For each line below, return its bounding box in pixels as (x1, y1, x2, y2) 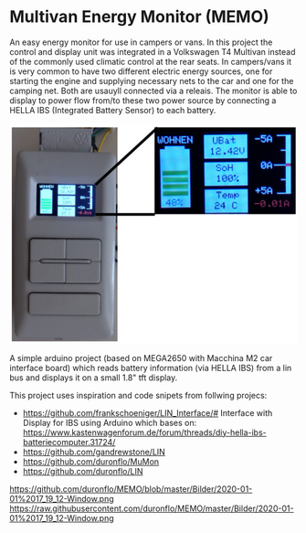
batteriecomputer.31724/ (22, 436, 116, 447)
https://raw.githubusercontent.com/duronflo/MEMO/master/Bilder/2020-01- (9, 503, 294, 514)
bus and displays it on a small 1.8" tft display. (9, 372, 178, 383)
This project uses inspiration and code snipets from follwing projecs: (9, 389, 268, 400)
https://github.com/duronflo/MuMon (22, 455, 160, 467)
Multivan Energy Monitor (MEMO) (9, 6, 269, 27)
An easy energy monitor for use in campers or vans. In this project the (9, 37, 273, 48)
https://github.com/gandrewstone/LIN (22, 446, 166, 457)
